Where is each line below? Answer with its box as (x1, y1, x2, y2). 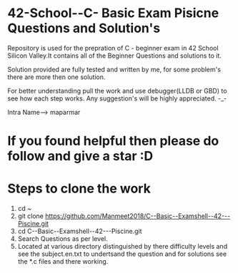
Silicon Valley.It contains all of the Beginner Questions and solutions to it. (7, 51, 222, 60)
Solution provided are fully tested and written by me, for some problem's (7, 65, 222, 73)
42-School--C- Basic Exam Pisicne (7, 5, 219, 21)
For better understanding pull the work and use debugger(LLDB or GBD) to (7, 86, 227, 95)
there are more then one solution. (7, 73, 106, 81)
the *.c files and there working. (17, 257, 109, 266)
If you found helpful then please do (7, 133, 219, 149)
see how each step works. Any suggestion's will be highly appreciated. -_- (7, 94, 227, 103)
